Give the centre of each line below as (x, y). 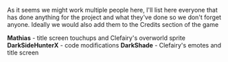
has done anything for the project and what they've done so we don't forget (114, 17)
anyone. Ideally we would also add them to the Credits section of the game (113, 24)
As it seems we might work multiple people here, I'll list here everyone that (112, 10)
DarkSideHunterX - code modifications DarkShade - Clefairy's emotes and (114, 45)
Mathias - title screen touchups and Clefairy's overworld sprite (96, 38)
